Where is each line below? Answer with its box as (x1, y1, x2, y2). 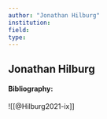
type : (8, 33, 26, 41)
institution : (8, 19, 51, 27)
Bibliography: (8, 84, 53, 94)
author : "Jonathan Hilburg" (8, 11, 101, 20)
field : (8, 26, 30, 34)
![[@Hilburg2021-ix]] (8, 101, 75, 110)
